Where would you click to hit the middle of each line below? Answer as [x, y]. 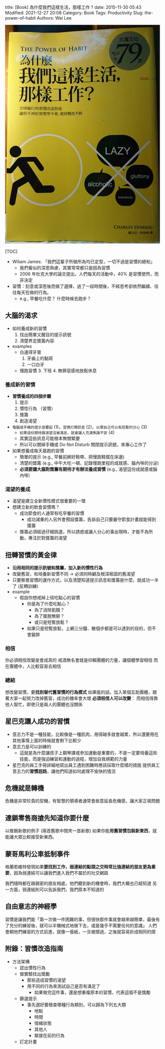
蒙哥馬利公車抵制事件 [37, 854]
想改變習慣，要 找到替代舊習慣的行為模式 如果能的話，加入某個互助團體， [79, 692]
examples [22, 346]
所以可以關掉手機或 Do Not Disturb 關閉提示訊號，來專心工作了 [83, 444]
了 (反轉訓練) [25, 586]
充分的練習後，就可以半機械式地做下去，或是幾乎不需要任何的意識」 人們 [83, 925]
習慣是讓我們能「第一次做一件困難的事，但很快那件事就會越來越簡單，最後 [80, 919]
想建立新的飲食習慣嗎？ [36, 507]
